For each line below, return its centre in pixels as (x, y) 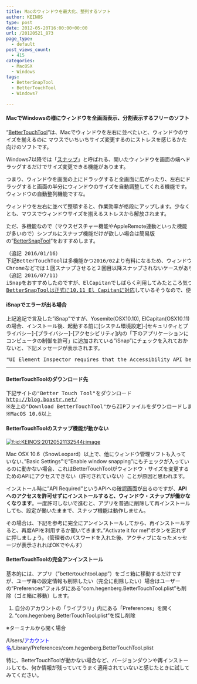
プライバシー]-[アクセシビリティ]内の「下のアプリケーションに (113, 333)
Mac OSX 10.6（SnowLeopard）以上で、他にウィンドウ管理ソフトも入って (96, 454)
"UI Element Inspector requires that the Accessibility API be (99, 360)
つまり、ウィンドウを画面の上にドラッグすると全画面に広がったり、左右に (96, 179)
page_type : (19, 39)
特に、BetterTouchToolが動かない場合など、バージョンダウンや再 (84, 660)
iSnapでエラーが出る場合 (36, 304)
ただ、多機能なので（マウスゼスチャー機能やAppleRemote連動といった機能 (97, 226)
